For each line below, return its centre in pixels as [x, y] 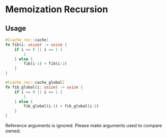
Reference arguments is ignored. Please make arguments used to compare [84, 125]
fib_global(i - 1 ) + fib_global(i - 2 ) [61, 106]
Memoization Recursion [57, 9]
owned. [13, 131]
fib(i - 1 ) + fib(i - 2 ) [45, 64]
